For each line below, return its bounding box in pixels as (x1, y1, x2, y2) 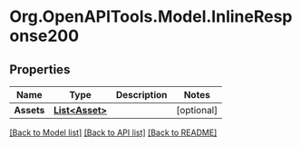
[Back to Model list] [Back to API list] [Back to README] (9, 127, 218, 138)
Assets (14, 104, 45, 116)
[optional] (176, 104, 218, 116)
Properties (9, 62, 71, 77)
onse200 (9, 25, 80, 46)
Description (115, 89, 168, 101)
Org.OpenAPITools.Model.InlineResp (9, 6, 293, 27)
